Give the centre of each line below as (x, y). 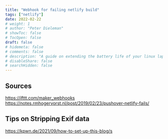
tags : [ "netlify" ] (24, 14)
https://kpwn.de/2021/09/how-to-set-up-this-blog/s (59, 131)
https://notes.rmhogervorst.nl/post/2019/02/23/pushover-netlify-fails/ (77, 103)
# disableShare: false (29, 61)
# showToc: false (23, 33)
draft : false (19, 42)
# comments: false (24, 51)
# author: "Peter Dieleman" (34, 28)
